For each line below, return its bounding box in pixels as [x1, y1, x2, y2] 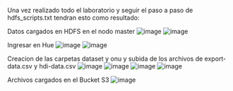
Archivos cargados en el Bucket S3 [7, 75, 109, 84]
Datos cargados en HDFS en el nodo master [7, 28, 136, 35]
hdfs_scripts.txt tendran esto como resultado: [7, 13, 140, 22]
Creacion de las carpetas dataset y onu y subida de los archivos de [7, 54, 203, 63]
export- [204, 54, 227, 63]
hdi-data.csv [38, 62, 76, 70]
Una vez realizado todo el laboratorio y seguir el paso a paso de [7, 6, 193, 14]
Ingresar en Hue [7, 41, 54, 49]
